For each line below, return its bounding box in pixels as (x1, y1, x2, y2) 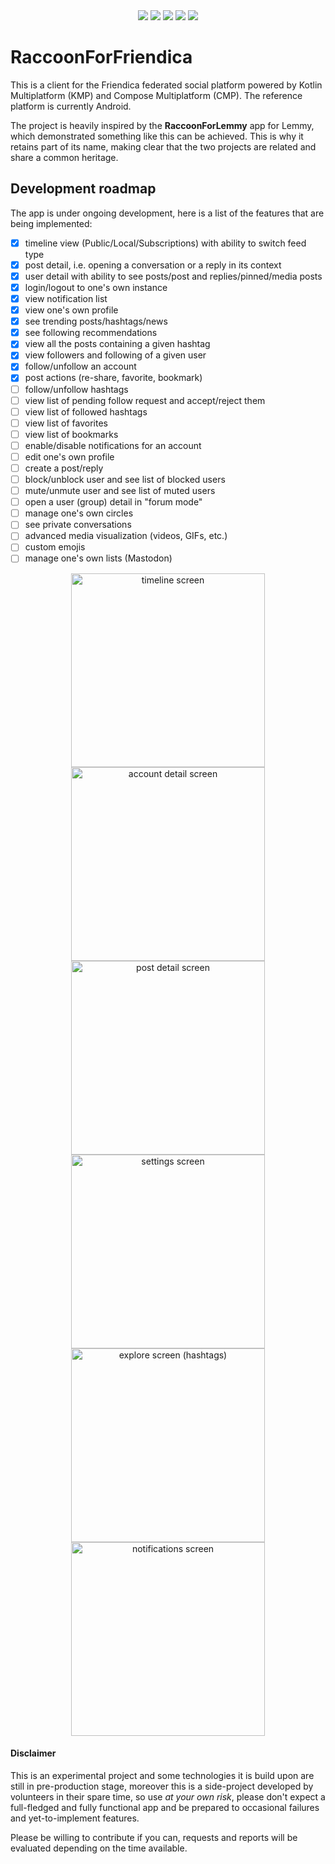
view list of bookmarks (24, 428, 119, 440)
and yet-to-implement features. (10, 1812, 140, 1824)
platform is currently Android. (10, 100, 132, 112)
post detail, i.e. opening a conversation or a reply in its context (24, 259, 282, 271)
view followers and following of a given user (24, 349, 207, 361)
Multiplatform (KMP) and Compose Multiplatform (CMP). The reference (10, 89, 303, 101)
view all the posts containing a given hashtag (24, 338, 211, 350)
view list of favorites (24, 417, 108, 429)
